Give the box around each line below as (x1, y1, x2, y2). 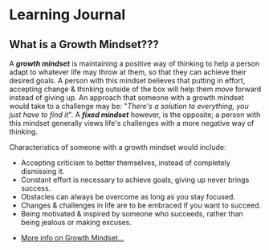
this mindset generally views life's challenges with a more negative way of (9, 119, 255, 127)
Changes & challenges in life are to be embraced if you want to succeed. (20, 200, 262, 210)
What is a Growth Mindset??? (9, 38, 160, 51)
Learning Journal (9, 6, 126, 24)
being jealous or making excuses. (20, 218, 132, 227)
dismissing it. (20, 167, 65, 175)
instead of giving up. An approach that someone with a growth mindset (9, 93, 244, 102)
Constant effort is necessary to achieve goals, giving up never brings (20, 175, 250, 184)
